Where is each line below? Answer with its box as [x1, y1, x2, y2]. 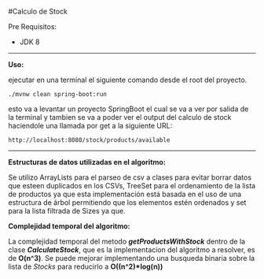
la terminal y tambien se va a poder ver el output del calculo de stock [8, 113, 232, 121]
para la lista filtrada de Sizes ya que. [8, 206, 126, 215]
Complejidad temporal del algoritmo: [8, 221, 130, 231]
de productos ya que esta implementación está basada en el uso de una [8, 189, 242, 199]
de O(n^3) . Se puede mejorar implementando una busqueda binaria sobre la [8, 254, 255, 262]
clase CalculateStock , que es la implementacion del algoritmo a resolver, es [8, 245, 255, 255]
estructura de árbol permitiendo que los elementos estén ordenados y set [8, 198, 247, 207]
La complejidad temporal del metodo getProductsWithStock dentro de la [8, 236, 246, 246]
